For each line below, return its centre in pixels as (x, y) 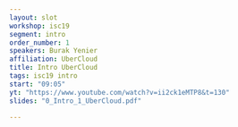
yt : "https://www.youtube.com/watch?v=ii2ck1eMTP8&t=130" (119, 92)
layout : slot (34, 17)
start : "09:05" (38, 84)
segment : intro (38, 34)
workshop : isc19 (39, 26)
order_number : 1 (39, 42)
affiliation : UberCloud (54, 59)
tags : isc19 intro (43, 76)
